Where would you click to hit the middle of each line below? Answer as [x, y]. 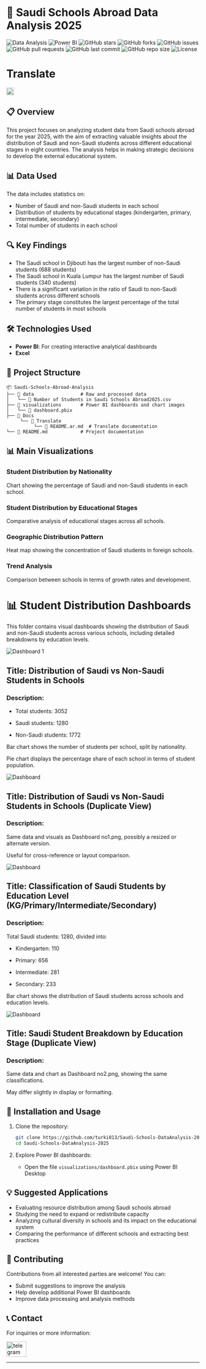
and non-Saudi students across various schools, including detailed [90, 633]
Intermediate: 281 [37, 972]
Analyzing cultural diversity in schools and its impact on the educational [106, 1221]
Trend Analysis [29, 566]
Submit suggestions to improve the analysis [70, 1286]
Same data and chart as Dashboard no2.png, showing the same [87, 1074]
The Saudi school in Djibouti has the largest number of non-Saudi [98, 263]
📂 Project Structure [44, 373]
